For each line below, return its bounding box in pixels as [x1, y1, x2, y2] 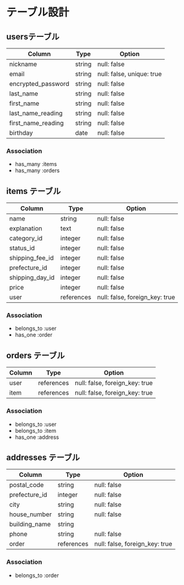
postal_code [9, 481, 44, 490]
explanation [9, 224, 42, 233]
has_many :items [14, 161, 57, 168]
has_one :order [14, 331, 52, 338]
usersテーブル [6, 31, 60, 42]
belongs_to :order [14, 572, 59, 579]
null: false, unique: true [97, 70, 162, 78]
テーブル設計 [6, 5, 69, 19]
